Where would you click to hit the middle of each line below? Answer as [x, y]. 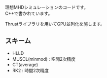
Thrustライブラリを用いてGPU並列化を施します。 [55, 24]
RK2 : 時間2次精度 [31, 70]
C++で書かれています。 [29, 13]
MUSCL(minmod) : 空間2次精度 [44, 59]
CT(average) [25, 64]
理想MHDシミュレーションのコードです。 [47, 7]
